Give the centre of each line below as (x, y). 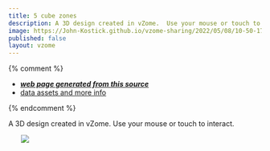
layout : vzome (32, 46)
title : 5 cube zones (43, 16)
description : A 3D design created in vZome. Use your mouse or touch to (135, 23)
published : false (37, 38)
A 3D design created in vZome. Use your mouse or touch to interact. (121, 124)
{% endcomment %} (42, 108)
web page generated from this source (84, 84)
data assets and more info (63, 92)
